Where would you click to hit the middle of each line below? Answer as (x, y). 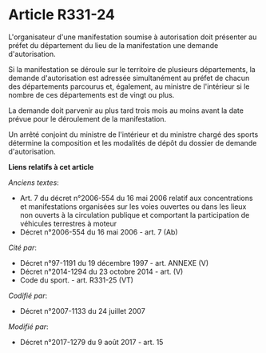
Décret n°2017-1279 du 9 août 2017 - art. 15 (91, 342)
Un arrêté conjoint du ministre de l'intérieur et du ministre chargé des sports (133, 134)
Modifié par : (29, 327)
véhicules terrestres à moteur (68, 223)
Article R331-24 (62, 15)
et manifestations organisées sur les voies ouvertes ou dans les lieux (133, 207)
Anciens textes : (34, 183)
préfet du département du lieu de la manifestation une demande (113, 45)
